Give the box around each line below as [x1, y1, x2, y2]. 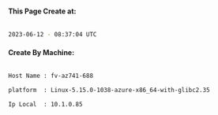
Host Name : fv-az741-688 [8, 72, 93, 80]
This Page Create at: [8, 6, 77, 16]
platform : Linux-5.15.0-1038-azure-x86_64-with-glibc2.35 [8, 87, 211, 95]
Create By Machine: [8, 47, 75, 57]
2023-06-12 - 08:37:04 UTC [8, 31, 97, 39]
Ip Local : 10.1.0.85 [8, 101, 83, 109]
